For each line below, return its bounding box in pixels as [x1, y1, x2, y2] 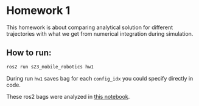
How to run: [6, 48, 52, 58]
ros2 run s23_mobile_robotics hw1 [6, 64, 94, 70]
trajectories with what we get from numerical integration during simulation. [6, 30, 194, 37]
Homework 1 [6, 4, 71, 18]
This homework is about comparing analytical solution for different [6, 24, 173, 31]
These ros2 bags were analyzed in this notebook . [6, 93, 130, 100]
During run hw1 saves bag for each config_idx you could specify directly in [6, 75, 194, 82]
